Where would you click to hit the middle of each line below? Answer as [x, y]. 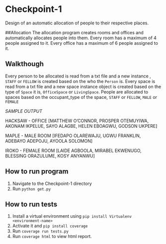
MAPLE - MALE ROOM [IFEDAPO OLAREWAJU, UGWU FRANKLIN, [73, 136]
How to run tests [31, 204]
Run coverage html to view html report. [52, 237]
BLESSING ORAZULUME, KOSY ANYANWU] [50, 156]
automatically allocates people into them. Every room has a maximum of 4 [81, 38]
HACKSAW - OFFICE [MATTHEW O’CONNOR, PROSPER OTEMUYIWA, [77, 121]
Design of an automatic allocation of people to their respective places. [77, 23]
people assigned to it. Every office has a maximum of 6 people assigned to [82, 43]
